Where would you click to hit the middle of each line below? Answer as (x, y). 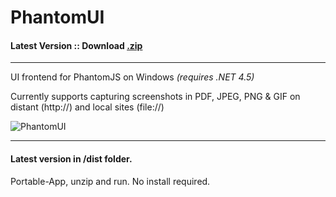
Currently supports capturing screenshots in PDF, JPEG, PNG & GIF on (155, 97)
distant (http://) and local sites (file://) (87, 107)
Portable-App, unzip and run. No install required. (110, 181)
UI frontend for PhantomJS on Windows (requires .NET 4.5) (132, 77)
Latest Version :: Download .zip (76, 45)
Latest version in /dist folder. (71, 158)
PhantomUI (57, 17)
